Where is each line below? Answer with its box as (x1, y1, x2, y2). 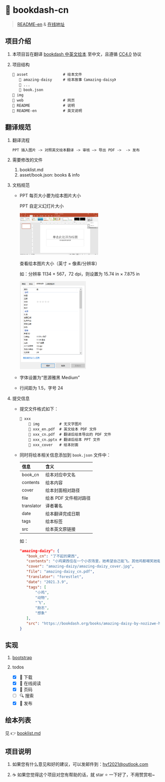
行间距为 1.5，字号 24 (19, 385, 63, 391)
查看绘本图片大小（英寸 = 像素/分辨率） (19, 260, 100, 266)
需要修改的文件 (12, 157, 43, 163)
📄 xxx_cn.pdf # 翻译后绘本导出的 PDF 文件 (28, 432, 111, 437)
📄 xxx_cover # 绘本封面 (28, 442, 79, 447)
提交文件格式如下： (19, 406, 59, 412)
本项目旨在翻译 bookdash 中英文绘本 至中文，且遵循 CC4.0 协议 (12, 51, 141, 57)
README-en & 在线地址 (17, 21, 65, 27)
